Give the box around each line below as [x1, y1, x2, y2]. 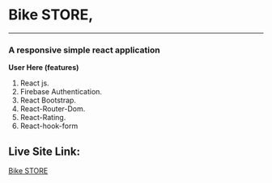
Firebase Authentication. [19, 87, 103, 97]
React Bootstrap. [19, 95, 77, 106]
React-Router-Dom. [19, 104, 86, 114]
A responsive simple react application [8, 44, 160, 56]
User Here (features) [8, 63, 79, 73]
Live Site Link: [8, 144, 81, 158]
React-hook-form [19, 121, 79, 131]
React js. [19, 78, 50, 88]
